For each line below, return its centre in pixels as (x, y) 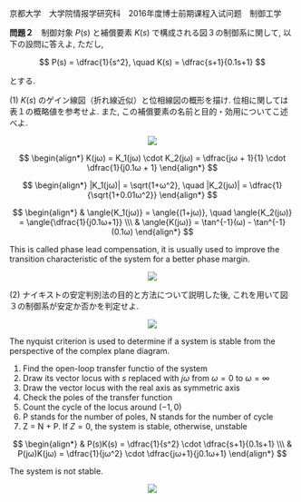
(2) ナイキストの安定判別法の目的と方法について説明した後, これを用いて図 (149, 295)
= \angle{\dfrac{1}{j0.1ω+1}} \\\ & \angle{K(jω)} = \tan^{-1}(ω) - (135, 222)
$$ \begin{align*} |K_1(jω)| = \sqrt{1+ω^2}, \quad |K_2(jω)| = (135, 185)
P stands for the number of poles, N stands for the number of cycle (148, 417)
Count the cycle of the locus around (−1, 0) (102, 407)
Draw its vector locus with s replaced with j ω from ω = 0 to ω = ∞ (146, 378)
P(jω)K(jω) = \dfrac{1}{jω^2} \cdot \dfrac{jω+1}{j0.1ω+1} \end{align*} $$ (152, 453)
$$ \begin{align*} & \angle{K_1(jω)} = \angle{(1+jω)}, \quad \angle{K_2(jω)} (152, 212)
